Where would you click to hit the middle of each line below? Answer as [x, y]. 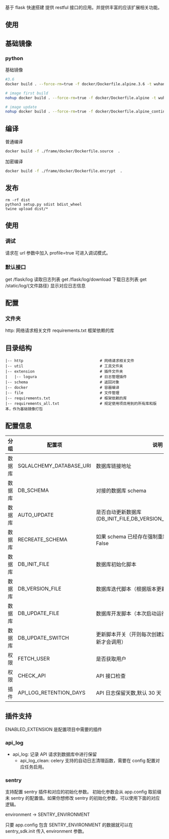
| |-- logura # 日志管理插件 [66, 377]
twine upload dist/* [27, 209]
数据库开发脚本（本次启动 [126, 613]
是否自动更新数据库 [119, 512]
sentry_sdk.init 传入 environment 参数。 [46, 831]
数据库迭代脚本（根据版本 [126, 589]
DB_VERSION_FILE [40, 589]
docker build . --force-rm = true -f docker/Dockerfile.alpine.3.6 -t [78, 84]
